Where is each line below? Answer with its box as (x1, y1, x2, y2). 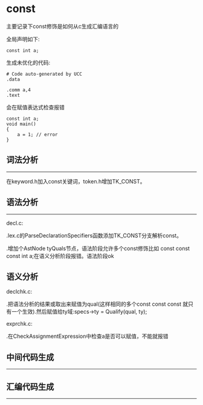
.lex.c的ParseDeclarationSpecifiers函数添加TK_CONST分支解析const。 (6, 232, 182, 239)
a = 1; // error (17, 131, 59, 137)
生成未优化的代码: (6, 59, 51, 66)
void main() (6, 120, 36, 127)
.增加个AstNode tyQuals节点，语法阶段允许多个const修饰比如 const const (6, 245, 190, 252)
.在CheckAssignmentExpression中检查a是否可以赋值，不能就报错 (6, 332, 169, 340)
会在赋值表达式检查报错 (6, 104, 65, 111)
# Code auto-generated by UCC (6, 71, 83, 77)
